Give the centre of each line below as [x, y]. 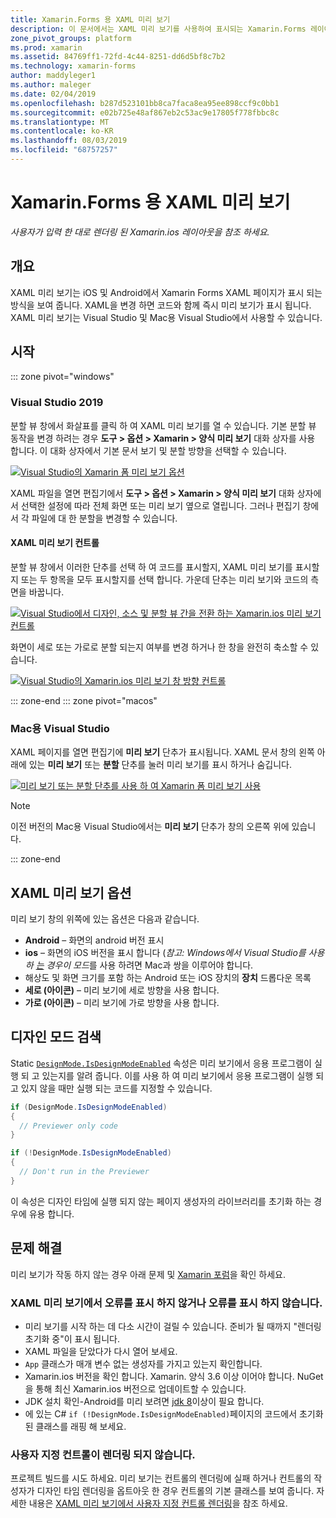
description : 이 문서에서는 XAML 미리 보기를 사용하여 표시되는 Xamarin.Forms [158, 29]
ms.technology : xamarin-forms [73, 66]
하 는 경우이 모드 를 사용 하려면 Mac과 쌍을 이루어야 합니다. [139, 965]
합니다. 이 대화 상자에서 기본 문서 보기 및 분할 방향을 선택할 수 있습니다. [148, 450]
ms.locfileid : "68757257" [64, 150]
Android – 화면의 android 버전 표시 [94, 940]
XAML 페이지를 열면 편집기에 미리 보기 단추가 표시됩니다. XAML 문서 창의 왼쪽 [162, 752]
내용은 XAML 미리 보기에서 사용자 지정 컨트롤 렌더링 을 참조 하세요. [158, 1503]
